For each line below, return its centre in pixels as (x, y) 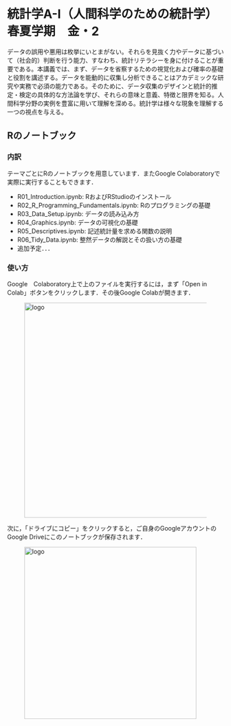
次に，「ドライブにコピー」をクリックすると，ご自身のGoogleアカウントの (112, 528)
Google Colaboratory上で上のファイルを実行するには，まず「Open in (107, 284)
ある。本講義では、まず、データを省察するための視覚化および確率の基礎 (121, 69)
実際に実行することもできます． (52, 182)
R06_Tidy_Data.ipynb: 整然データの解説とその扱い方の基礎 (99, 239)
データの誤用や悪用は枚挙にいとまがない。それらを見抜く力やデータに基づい (115, 52)
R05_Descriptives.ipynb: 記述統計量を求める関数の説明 (95, 231)
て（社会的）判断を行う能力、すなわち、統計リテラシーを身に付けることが (112, 60)
